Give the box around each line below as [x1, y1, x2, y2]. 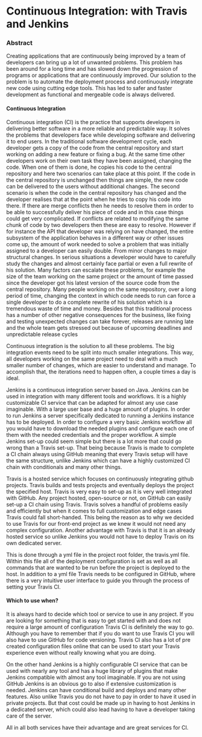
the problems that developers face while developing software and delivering [6, 131, 195, 139]
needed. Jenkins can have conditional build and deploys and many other [6, 686, 187, 693]
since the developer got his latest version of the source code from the [6, 279, 180, 286]
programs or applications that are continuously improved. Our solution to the [6, 71, 197, 79]
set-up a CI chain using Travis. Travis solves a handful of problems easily [6, 500, 188, 508]
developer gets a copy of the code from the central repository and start [6, 144, 184, 151]
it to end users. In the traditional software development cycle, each [6, 137, 172, 145]
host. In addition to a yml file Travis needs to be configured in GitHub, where [6, 570, 196, 577]
